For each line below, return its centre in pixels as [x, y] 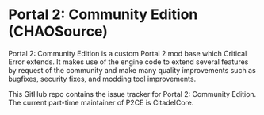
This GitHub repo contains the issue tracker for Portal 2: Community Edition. [132, 94]
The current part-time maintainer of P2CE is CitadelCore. [101, 102]
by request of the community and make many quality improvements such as [132, 70]
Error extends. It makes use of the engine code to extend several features [128, 62]
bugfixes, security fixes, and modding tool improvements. [102, 79]
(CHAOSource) [58, 31]
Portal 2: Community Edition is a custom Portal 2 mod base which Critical [128, 53]
